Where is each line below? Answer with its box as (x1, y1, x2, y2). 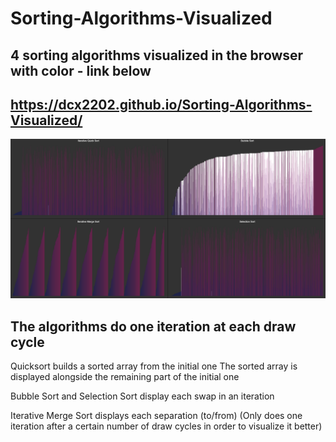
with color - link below (10, 62, 152, 79)
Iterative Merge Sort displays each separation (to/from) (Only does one (10, 410, 303, 422)
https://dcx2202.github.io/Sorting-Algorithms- (10, 96, 313, 113)
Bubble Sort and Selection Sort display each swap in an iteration (10, 390, 275, 402)
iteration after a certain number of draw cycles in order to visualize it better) (10, 420, 323, 432)
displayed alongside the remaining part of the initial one (10, 371, 240, 383)
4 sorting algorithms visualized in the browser (10, 47, 304, 64)
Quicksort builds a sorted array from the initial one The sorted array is (10, 360, 298, 372)
